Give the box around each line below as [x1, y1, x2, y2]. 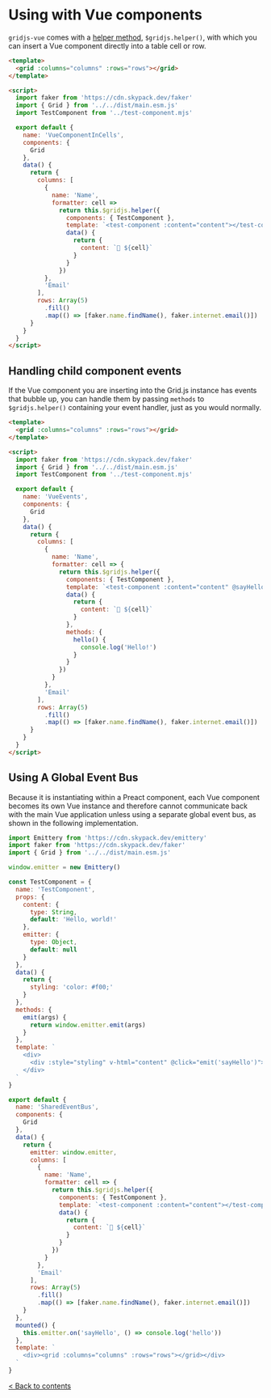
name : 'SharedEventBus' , [15, 1103, 99, 1112]
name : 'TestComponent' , [15, 885, 95, 893]
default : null [29, 945, 78, 954]
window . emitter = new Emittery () [8, 863, 121, 871]
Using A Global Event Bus [8, 771, 139, 785]
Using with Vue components [8, 6, 203, 24]
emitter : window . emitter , [29, 1148, 117, 1156]
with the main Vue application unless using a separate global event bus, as [8, 809, 256, 819]
